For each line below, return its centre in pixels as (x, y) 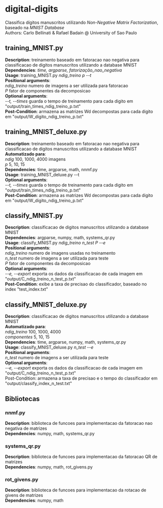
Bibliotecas (22, 399)
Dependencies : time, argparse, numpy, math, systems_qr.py (66, 342)
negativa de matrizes (26, 428)
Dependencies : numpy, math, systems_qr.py (50, 433)
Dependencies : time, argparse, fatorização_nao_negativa (63, 70)
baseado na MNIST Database (35, 27)
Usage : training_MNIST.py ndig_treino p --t (48, 75)
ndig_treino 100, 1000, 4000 (33, 332)
